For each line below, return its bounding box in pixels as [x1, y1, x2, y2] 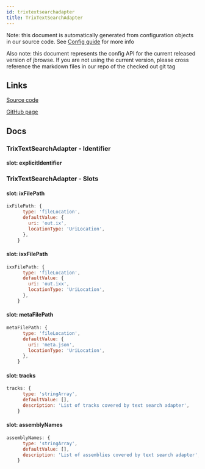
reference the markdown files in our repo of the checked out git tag [6, 62, 176, 70]
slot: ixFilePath [6, 190, 45, 197]
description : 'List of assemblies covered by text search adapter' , [22, 452, 201, 458]
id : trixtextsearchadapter [6, 9, 75, 15]
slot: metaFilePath [6, 311, 54, 318]
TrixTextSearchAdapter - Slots [6, 174, 99, 183]
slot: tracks [6, 371, 36, 379]
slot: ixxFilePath [6, 251, 48, 258]
